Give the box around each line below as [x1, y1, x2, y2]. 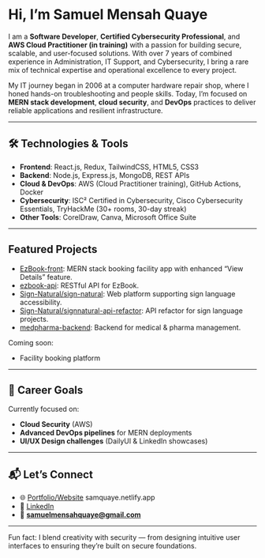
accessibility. [19, 297, 62, 307]
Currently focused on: [8, 405, 80, 414]
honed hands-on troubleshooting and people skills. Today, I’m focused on [8, 89, 248, 98]
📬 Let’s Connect [8, 468, 93, 481]
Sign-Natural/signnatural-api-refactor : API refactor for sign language [19, 306, 243, 315]
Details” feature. [19, 272, 73, 281]
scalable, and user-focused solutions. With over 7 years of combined [8, 48, 233, 58]
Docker [19, 187, 44, 197]
